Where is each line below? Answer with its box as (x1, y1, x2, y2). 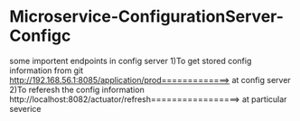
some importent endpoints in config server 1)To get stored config (9, 55, 252, 66)
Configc (9, 25, 71, 46)
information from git (9, 65, 84, 76)
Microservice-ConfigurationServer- (9, 6, 285, 27)
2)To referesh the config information (9, 84, 145, 95)
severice (9, 103, 42, 114)
